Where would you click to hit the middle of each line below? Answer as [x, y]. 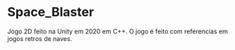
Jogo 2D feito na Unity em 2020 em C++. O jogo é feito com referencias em [117, 31]
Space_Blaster [51, 12]
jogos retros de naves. [40, 38]
